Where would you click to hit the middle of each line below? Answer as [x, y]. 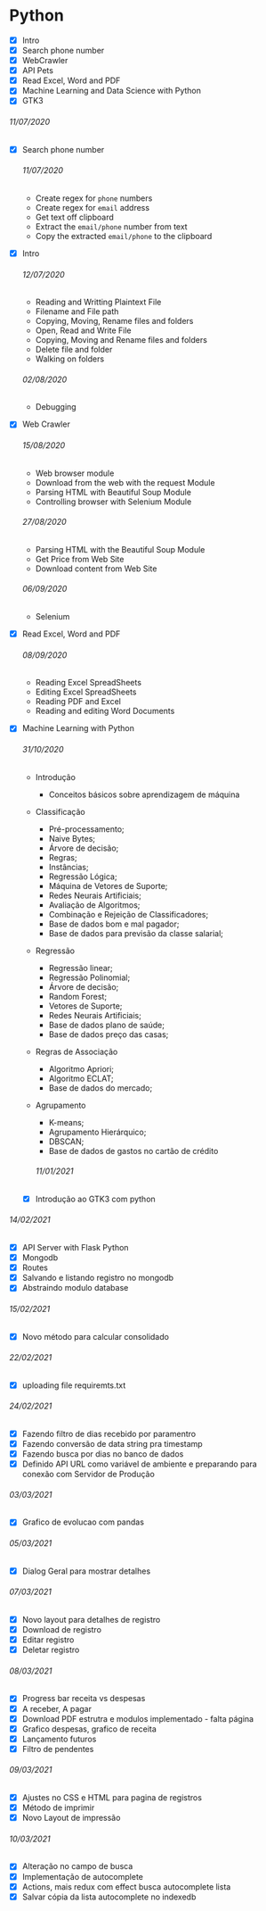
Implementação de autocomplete [83, 1876]
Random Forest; [78, 996]
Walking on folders [70, 359]
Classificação [60, 811]
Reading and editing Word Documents [105, 711]
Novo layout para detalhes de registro [91, 1620]
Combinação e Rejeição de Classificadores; [129, 914]
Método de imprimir [58, 1807]
